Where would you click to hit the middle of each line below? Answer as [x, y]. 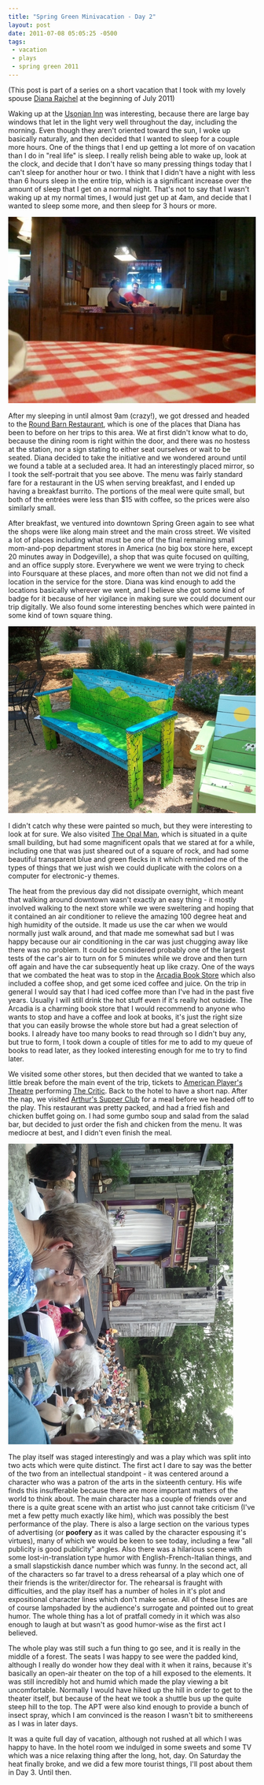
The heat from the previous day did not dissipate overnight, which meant [126, 891]
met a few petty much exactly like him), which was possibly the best [119, 1515]
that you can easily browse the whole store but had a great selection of [123, 1025]
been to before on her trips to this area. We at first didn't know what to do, [128, 433]
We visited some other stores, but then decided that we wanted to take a [126, 1074]
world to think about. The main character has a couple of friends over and [128, 1499]
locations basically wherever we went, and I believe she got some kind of [126, 591]
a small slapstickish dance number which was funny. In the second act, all [128, 1566]
